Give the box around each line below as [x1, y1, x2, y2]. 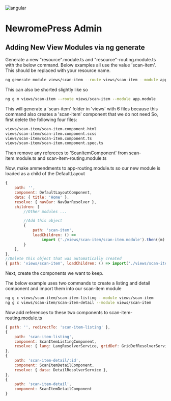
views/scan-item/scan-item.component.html [5, 126, 97, 131]
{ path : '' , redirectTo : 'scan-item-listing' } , [5, 324, 110, 329]
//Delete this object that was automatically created [5, 256, 122, 262]
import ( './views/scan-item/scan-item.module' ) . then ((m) [41, 237, 165, 242]
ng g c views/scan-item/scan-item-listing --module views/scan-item [5, 295, 154, 301]
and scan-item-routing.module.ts [37, 155, 107, 161]
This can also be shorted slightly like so [5, 86, 88, 92]
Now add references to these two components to [5, 309, 108, 315]
